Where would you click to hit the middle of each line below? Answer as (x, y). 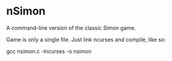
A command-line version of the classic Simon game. (71, 28)
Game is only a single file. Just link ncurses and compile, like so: (86, 39)
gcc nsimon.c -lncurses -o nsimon (49, 51)
